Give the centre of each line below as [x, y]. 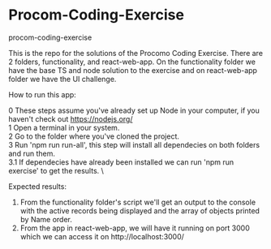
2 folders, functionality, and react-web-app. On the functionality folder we [132, 62]
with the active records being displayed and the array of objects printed [140, 210]
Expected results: [38, 186]
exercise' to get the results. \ [56, 170]
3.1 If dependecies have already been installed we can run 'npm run [121, 162]
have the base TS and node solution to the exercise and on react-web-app [133, 70]
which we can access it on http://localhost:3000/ [102, 236]
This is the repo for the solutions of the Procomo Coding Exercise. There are [136, 53]
